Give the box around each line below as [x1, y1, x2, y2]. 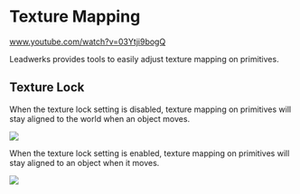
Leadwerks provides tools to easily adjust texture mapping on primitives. [9, 53, 279, 64]
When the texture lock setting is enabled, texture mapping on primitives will [9, 147, 290, 159]
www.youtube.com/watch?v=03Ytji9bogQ [9, 36, 166, 47]
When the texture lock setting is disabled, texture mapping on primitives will [9, 104, 292, 115]
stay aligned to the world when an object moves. [9, 113, 191, 124]
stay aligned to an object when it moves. [9, 157, 160, 168]
